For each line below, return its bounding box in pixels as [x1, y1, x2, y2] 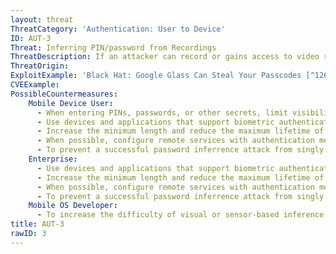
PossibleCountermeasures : [10, 89, 118, 99]
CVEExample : [10, 80, 60, 90]
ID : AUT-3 [10, 33, 52, 43]
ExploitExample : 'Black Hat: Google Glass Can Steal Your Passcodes [10, 71, 302, 81]
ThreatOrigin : [10, 61, 70, 71]
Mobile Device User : [28, 98, 114, 108]
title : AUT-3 [10, 219, 65, 230]
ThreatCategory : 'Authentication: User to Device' [10, 24, 226, 34]
